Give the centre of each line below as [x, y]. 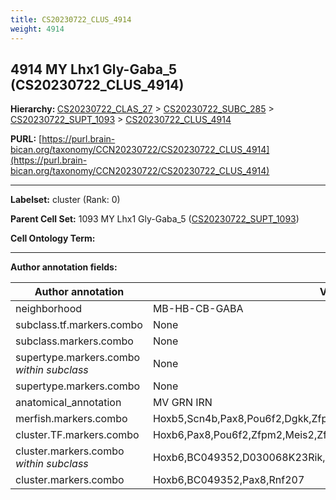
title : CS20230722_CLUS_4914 [71, 19]
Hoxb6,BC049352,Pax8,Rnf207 [228, 480]
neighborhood [49, 309]
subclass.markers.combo [74, 341]
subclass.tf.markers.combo [79, 325]
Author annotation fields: [64, 267]
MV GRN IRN [182, 403]
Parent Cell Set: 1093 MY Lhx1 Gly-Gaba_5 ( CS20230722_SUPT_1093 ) [155, 219]
